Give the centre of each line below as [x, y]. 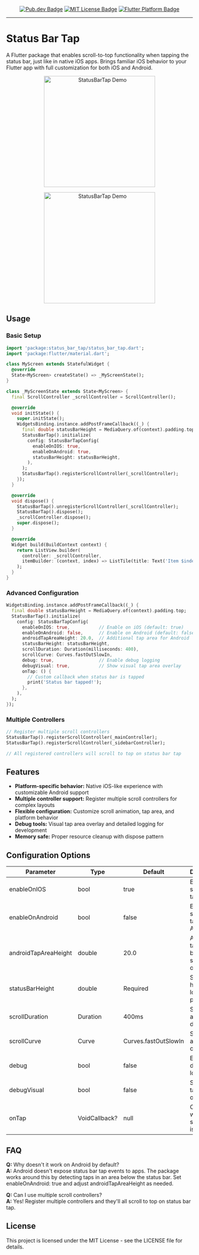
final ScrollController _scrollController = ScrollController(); [94, 397]
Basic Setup [24, 336]
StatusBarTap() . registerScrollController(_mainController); [82, 737]
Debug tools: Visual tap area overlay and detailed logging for [89, 824]
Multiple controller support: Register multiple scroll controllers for [96, 799]
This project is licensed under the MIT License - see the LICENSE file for [94, 1240]
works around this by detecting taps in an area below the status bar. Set [94, 1177]
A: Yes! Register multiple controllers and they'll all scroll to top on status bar [99, 1201]
